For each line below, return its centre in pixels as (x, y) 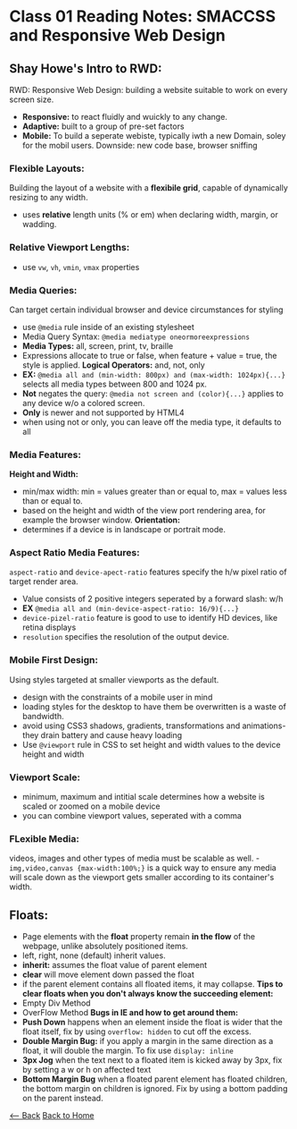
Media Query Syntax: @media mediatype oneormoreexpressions (136, 336)
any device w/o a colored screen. (83, 403)
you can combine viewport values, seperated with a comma (132, 816)
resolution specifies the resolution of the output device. (126, 637)
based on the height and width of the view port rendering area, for (144, 511)
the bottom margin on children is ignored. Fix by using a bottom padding (155, 1089)
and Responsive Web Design (117, 35)
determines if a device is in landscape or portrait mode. (124, 530)
